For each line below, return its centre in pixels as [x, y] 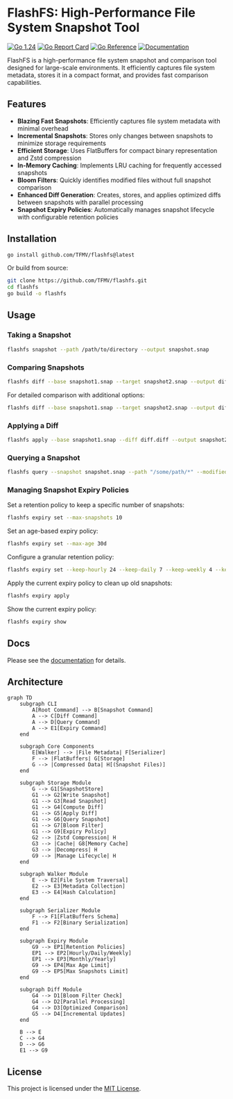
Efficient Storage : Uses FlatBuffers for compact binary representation [117, 150]
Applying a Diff [33, 425]
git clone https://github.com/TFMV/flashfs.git [77, 281]
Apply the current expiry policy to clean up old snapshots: [90, 583]
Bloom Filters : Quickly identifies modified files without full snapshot [114, 180]
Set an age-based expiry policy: [53, 531]
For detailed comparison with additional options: [76, 395]
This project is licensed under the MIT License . [74, 1089]
